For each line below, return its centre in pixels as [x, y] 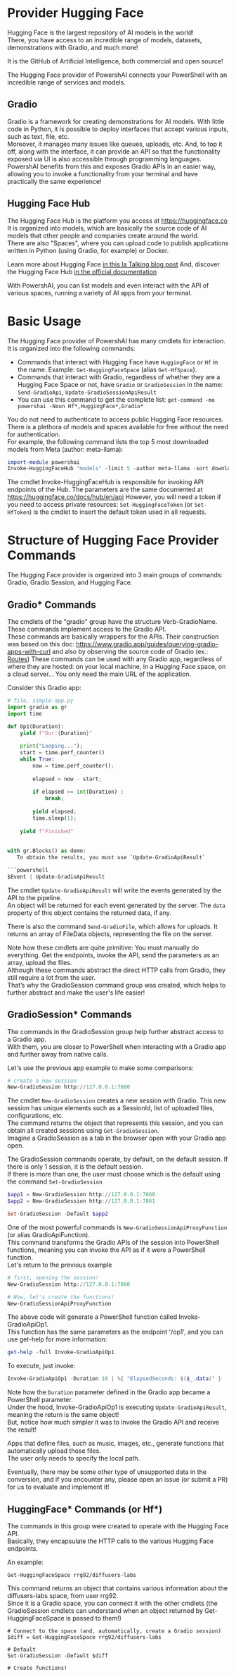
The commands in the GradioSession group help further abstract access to [116, 1031]
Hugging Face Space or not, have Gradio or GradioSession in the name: [120, 384]
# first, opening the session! [53, 1277]
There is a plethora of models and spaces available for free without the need [118, 426]
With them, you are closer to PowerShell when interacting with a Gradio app [117, 1046]
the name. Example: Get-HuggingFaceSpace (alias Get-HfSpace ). [107, 369]
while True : [37, 759]
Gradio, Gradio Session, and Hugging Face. [70, 582]
